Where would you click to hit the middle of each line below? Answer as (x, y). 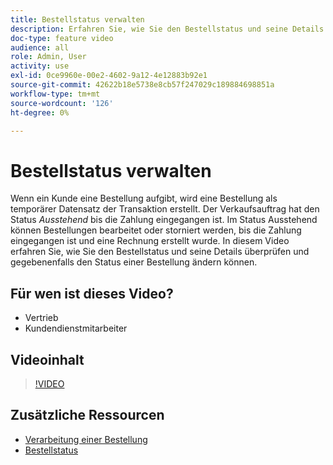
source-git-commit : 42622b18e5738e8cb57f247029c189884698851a (142, 85)
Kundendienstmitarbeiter (76, 328)
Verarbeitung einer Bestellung (86, 439)
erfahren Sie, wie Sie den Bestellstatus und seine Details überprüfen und (160, 252)
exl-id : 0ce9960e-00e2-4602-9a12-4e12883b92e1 (109, 76)
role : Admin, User (48, 57)
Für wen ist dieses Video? (92, 293)
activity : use (40, 66)
